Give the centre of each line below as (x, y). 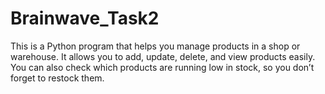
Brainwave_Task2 (85, 18)
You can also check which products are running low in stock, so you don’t (162, 67)
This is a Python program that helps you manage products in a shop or (155, 46)
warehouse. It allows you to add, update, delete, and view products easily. (163, 56)
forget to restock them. (57, 78)
